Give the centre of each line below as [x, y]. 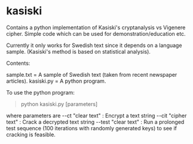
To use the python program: [40, 92]
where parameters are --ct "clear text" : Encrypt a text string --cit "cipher [96, 115]
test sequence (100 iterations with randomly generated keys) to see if [92, 128]
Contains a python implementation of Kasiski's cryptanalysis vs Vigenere [96, 27]
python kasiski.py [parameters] [59, 104]
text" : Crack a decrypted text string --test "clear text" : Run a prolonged [95, 122]
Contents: [18, 63]
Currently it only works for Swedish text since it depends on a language [94, 45]
